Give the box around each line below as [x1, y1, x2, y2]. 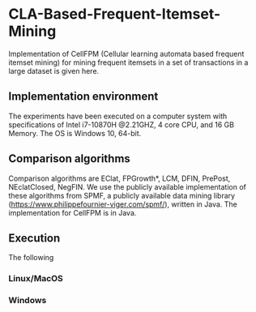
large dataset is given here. [8, 66, 100, 75]
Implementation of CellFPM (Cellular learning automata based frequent [8, 49, 245, 58]
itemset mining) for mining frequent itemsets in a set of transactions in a [8, 58, 249, 67]
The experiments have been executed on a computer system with [8, 111, 228, 121]
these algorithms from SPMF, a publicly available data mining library [8, 190, 236, 200]
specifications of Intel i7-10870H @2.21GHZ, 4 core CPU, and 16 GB [8, 119, 235, 130]
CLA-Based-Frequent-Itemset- [8, 5, 221, 24]
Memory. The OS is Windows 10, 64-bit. [8, 128, 142, 138]
